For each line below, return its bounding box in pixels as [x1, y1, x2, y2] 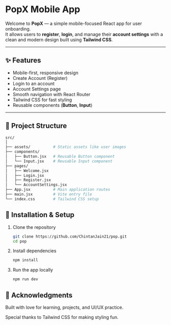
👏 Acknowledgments [5, 291, 73, 300]
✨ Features [5, 56, 41, 65]
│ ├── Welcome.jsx [5, 168, 49, 173]
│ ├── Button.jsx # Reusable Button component [5, 154, 115, 159]
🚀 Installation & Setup [5, 211, 75, 219]
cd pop [12, 239, 27, 244]
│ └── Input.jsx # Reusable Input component [5, 159, 113, 164]
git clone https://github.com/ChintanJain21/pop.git [12, 234, 127, 239]
